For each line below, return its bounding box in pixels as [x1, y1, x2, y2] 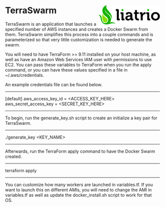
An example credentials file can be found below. [5, 81, 103, 88]
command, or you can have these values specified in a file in [5, 67, 128, 73]
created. [5, 153, 22, 159]
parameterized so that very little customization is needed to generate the [5, 37, 152, 43]
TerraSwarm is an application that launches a [5, 21, 97, 27]
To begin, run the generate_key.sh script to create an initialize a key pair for [5, 115, 158, 121]
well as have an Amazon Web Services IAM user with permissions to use [5, 56, 152, 62]
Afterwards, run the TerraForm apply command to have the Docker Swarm [5, 148, 156, 154]
